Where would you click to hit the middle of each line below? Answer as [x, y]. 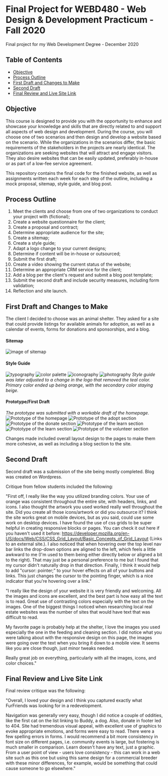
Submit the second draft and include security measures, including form [86, 280]
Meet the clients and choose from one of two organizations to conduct [85, 211]
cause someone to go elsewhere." [41, 769]
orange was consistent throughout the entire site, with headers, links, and [81, 501]
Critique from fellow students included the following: [60, 486]
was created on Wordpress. [34, 477]
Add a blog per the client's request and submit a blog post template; [83, 275]
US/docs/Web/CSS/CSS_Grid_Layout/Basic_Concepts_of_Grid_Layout [77, 538]
